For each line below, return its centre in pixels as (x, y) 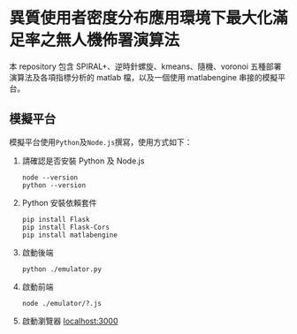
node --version (50, 178)
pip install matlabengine (69, 235)
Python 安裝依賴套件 (59, 202)
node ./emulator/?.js (61, 303)
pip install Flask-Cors (66, 227)
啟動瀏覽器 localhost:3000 (70, 321)
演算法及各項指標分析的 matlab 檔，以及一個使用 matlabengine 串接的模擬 (144, 77)
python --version (54, 185)
